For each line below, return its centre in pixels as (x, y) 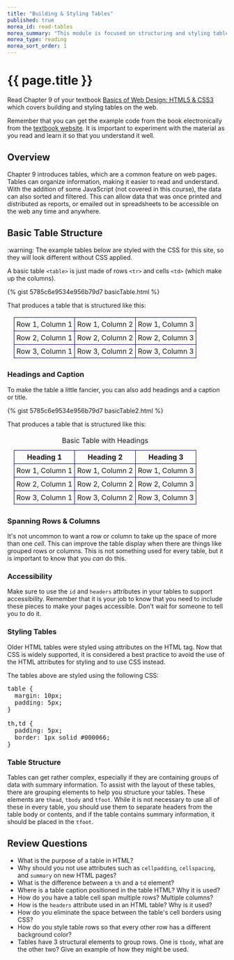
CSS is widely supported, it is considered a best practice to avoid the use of (116, 654)
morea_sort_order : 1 (37, 46)
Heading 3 (166, 457)
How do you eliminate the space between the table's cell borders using (119, 912)
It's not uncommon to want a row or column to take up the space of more (112, 536)
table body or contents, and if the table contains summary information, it (111, 814)
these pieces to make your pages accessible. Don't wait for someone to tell (115, 606)
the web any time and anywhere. (54, 211)
